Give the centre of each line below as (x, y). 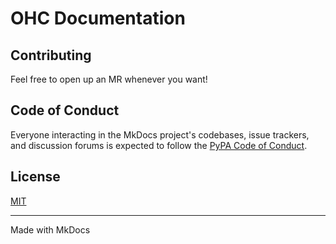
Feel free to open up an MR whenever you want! (109, 79)
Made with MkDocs (50, 229)
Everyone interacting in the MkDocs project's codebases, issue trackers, (160, 134)
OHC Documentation (98, 18)
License (35, 177)
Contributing (51, 55)
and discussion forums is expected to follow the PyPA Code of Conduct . (159, 145)
